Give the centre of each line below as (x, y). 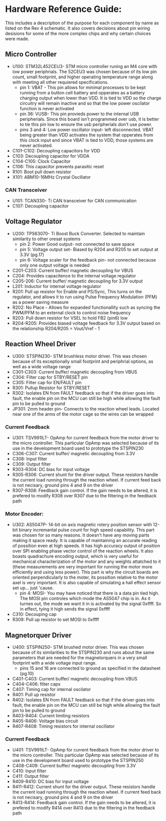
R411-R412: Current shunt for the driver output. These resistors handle (84, 787)
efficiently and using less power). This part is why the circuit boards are (85, 572)
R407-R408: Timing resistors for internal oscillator (63, 726)
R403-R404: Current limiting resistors (51, 716)
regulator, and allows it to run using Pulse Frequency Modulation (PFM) (85, 297)
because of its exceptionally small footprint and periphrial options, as (83, 361)
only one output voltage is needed (55, 265)
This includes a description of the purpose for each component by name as (82, 23)
